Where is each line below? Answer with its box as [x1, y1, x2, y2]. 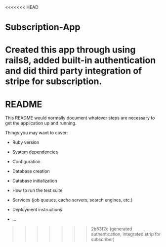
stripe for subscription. [5, 76, 102, 87]
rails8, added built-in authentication [5, 55, 156, 66]
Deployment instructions [12, 207, 63, 213]
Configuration [12, 159, 41, 165]
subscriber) [91, 237, 115, 243]
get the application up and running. [5, 120, 77, 126]
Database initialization [12, 178, 58, 184]
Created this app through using [5, 44, 136, 56]
